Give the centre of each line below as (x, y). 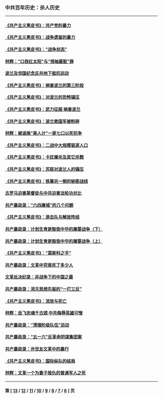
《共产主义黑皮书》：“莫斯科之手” (38, 253)
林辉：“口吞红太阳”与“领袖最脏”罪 (40, 61)
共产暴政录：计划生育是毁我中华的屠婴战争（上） (54, 241)
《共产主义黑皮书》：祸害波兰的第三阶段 (44, 85)
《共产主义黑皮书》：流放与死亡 (36, 301)
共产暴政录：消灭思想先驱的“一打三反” (44, 289)
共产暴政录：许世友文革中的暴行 (37, 349)
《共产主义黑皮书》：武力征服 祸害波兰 (43, 109)
